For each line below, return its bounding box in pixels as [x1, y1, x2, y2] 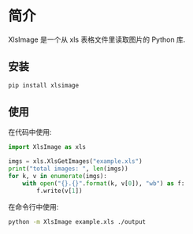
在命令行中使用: [8, 202, 59, 211]
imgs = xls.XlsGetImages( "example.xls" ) [8, 158, 143, 165]
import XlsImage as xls [8, 143, 87, 151]
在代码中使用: [8, 128, 53, 137]
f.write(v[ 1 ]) [36, 187, 83, 195]
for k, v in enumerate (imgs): [8, 173, 108, 180]
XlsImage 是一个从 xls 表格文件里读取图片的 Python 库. [8, 35, 186, 44]
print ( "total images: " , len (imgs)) [8, 165, 128, 173]
